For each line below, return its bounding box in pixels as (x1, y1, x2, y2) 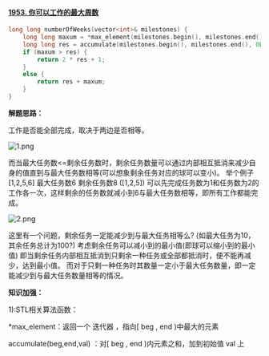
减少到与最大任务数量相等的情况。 (14, 270, 128, 280)
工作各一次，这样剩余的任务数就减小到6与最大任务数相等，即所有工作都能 (8, 188, 251, 197)
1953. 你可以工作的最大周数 (8, 7, 99, 17)
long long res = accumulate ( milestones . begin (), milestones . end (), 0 (22, 40, 260, 48)
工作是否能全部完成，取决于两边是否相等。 (8, 125, 149, 135)
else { (22, 71, 45, 79)
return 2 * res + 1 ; (37, 55, 106, 63)
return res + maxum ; (37, 78, 106, 86)
